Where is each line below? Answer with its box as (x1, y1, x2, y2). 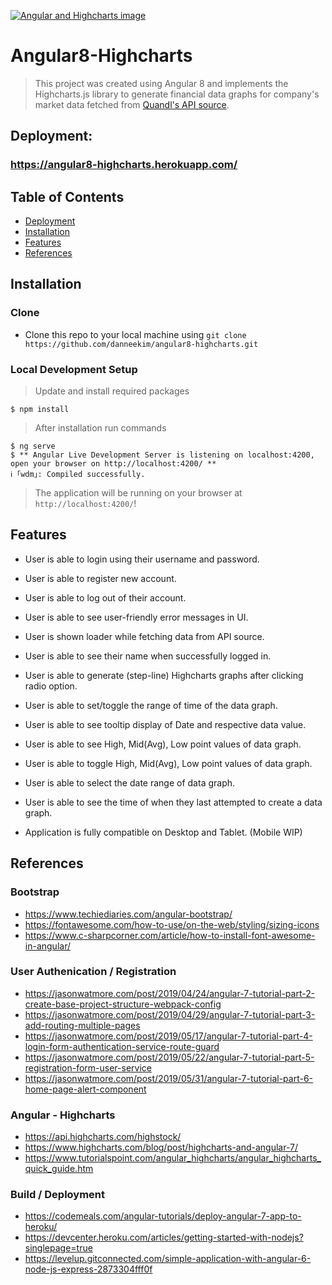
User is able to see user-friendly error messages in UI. (24, 611, 249, 623)
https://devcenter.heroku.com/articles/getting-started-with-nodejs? (24, 1231, 304, 1244)
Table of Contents (10, 188, 125, 205)
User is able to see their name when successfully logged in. (24, 650, 272, 662)
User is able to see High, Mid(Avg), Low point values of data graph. (24, 738, 302, 750)
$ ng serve (10, 441, 56, 452)
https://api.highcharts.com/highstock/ (24, 1131, 182, 1143)
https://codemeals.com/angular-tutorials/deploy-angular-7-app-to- (24, 1210, 302, 1222)
